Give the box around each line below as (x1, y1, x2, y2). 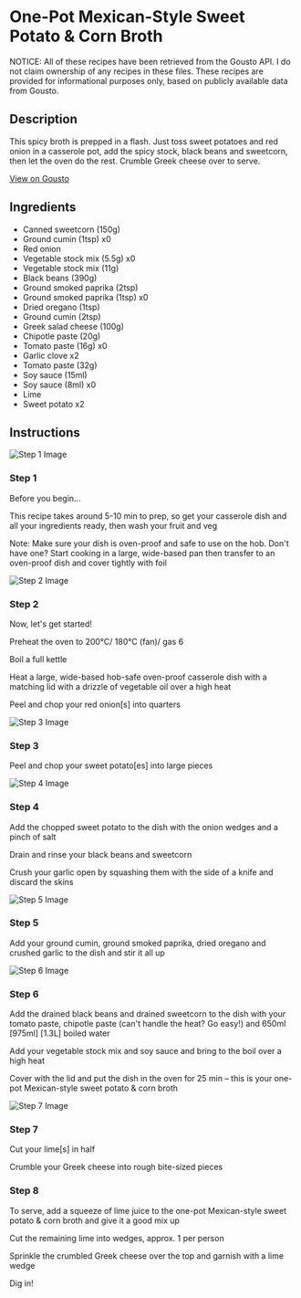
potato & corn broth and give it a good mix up (9, 1215, 181, 1226)
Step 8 (9, 1185, 39, 1198)
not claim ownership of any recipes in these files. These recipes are (9, 66, 265, 77)
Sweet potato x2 (22, 398, 85, 409)
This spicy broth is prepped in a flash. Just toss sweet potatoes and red (9, 135, 278, 147)
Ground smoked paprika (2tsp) (22, 281, 139, 293)
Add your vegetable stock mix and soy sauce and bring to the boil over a (9, 1046, 283, 1057)
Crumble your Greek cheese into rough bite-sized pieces (9, 1162, 223, 1173)
